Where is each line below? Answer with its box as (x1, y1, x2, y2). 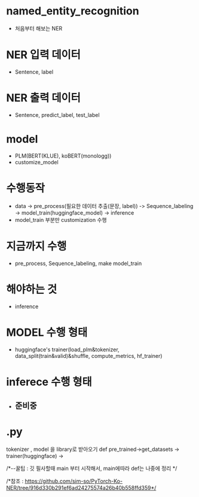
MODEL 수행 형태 (6, 326, 88, 339)
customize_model (14, 158, 59, 165)
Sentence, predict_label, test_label (14, 111, 100, 118)
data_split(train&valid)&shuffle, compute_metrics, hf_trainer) (14, 352, 163, 359)
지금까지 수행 (6, 239, 67, 253)
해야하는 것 (6, 282, 57, 296)
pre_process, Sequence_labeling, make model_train (14, 260, 142, 267)
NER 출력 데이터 (6, 91, 81, 105)
